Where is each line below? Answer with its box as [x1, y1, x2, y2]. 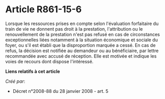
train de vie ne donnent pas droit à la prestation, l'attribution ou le [5, 26, 143, 32]
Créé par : [5, 78, 26, 84]
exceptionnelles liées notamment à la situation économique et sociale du [5, 37, 158, 43]
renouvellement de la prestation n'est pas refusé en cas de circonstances [5, 31, 160, 37]
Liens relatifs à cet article [5, 68, 60, 75]
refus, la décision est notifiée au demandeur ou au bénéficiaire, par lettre [5, 47, 159, 54]
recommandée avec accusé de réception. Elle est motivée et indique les [5, 53, 157, 59]
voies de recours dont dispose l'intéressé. [5, 58, 93, 64]
